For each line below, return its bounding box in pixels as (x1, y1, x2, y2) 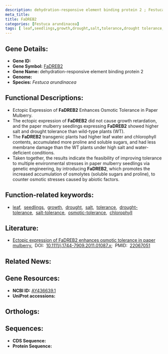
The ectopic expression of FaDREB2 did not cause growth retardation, (12, 117, 157, 123)
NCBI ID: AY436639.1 (12, 287, 56, 293)
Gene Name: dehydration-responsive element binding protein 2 (12, 68, 143, 74)
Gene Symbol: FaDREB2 (12, 63, 63, 69)
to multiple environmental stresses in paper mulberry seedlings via (12, 160, 150, 166)
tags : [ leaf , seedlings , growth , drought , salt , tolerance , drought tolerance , (5, 26, 164, 31)
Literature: (5, 224, 39, 232)
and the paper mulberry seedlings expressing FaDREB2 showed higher (12, 123, 159, 129)
